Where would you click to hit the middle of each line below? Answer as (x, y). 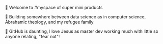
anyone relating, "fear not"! (32, 37)
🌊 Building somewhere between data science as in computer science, (76, 17)
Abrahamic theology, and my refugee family (49, 22)
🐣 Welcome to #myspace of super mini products (54, 7)
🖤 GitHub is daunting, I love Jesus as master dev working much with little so (82, 31)
